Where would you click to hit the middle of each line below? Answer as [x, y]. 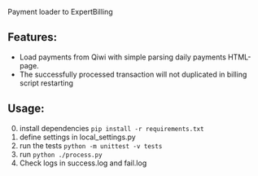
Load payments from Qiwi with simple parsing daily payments [123, 57]
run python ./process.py [61, 154]
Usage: [26, 109]
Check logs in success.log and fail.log [83, 163]
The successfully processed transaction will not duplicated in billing [133, 74]
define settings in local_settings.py [77, 137]
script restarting [46, 83]
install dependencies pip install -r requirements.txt [112, 128]
